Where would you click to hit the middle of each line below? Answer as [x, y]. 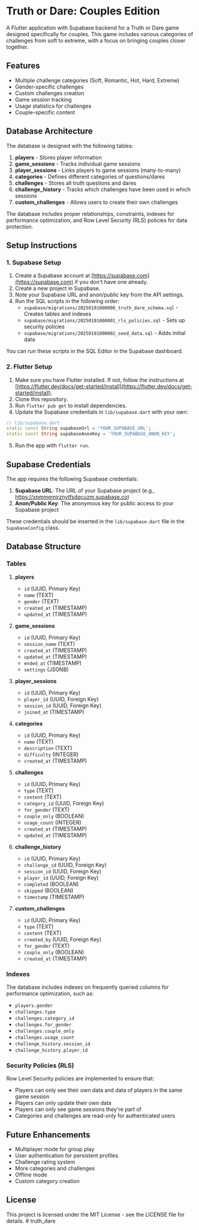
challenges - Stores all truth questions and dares [76, 183]
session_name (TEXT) [49, 644]
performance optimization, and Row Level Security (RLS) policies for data [97, 220]
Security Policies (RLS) [40, 1065]
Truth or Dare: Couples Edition [83, 11]
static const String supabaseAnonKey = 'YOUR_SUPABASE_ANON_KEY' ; [91, 434]
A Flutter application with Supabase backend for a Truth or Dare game [93, 28]
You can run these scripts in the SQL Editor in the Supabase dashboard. [95, 351]
